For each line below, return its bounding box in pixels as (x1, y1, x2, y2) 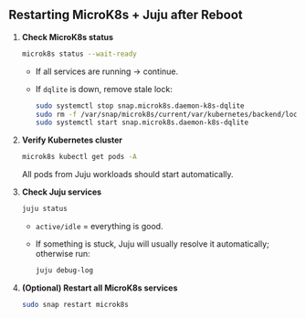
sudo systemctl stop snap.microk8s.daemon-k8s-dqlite (35, 101, 245, 111)
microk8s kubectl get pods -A (21, 153, 138, 162)
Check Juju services (21, 186, 102, 197)
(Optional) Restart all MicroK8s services (21, 282, 178, 293)
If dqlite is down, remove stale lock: (35, 83, 173, 94)
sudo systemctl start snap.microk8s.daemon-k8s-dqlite (35, 118, 248, 127)
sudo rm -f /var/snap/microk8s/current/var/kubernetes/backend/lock (35, 110, 302, 119)
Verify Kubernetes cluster (21, 134, 123, 145)
